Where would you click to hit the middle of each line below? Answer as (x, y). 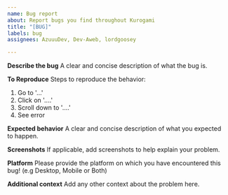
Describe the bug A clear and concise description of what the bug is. (107, 66)
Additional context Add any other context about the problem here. (103, 184)
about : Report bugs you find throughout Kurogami (81, 20)
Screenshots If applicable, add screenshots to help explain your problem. (114, 150)
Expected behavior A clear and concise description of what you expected (114, 129)
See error (31, 115)
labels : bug (25, 33)
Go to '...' (30, 93)
